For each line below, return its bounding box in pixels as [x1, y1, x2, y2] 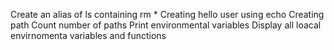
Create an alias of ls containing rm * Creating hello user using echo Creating [10, 9, 325, 20]
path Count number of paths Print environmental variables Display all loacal [10, 19, 322, 31]
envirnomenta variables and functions [10, 30, 167, 41]
